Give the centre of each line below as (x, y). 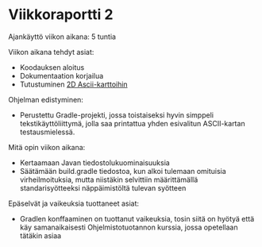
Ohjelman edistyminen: (46, 99)
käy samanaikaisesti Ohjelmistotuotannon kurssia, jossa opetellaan (129, 227)
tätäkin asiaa (40, 235)
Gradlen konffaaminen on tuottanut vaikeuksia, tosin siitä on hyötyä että (137, 218)
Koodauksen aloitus (52, 67)
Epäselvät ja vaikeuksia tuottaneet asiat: (74, 203)
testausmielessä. (47, 132)
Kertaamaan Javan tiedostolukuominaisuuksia (95, 162)
